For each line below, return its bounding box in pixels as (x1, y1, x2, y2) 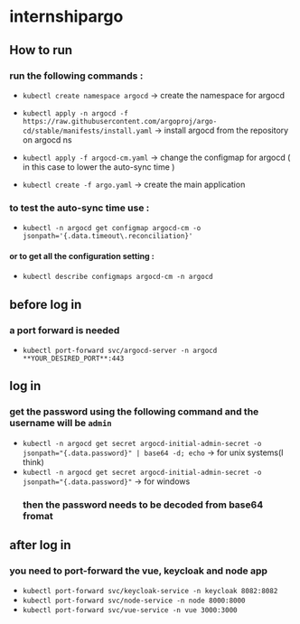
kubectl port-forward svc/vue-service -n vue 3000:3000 (22, 606, 238, 615)
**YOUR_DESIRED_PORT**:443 (22, 354, 125, 363)
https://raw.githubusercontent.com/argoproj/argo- (22, 116, 218, 126)
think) (22, 456, 45, 467)
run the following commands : (9, 70, 144, 82)
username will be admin (9, 417, 112, 430)
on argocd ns (22, 134, 72, 145)
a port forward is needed (9, 323, 120, 336)
